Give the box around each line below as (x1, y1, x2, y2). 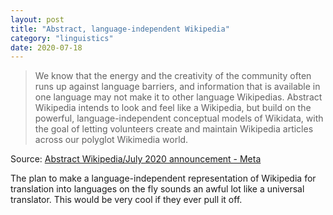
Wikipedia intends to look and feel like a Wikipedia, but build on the (34, 102, 312, 114)
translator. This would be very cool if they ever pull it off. (10, 194, 243, 206)
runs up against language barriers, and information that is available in (34, 81, 321, 93)
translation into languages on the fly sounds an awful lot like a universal (10, 183, 305, 195)
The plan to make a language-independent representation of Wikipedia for (10, 172, 317, 185)
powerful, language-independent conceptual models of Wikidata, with (34, 112, 324, 125)
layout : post (10, 14, 65, 25)
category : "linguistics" (10, 33, 114, 43)
